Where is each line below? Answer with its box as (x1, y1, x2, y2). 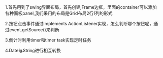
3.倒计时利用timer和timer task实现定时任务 (5, 37, 92, 43)
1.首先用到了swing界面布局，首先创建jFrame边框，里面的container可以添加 (5, 4, 157, 10)
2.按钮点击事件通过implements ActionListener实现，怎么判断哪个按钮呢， (5, 21, 154, 26)
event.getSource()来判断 (9, 27, 59, 33)
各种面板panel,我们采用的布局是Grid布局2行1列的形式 (5, 10, 113, 16)
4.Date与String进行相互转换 (5, 48, 61, 53)
